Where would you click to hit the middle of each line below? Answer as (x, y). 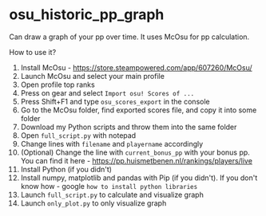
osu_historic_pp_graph (87, 15)
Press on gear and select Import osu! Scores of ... (107, 92)
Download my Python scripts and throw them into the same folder (129, 127)
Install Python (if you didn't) (66, 169)
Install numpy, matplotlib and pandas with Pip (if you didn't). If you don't (139, 178)
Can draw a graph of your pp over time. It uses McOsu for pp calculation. (129, 37)
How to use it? (33, 52)
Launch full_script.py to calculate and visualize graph (112, 194)
